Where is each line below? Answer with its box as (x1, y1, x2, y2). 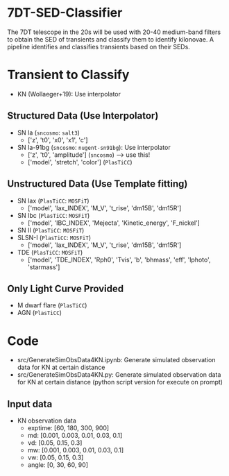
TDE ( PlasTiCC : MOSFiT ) (17, 248, 83, 256)
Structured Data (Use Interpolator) (7, 110, 159, 122)
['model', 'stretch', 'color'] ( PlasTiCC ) (27, 158, 133, 166)
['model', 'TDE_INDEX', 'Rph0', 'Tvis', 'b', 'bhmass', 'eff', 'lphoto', (27, 255, 211, 264)
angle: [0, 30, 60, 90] (27, 461, 89, 469)
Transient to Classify (7, 67, 130, 83)
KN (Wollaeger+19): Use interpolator (17, 90, 121, 98)
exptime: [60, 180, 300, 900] (27, 424, 110, 432)
